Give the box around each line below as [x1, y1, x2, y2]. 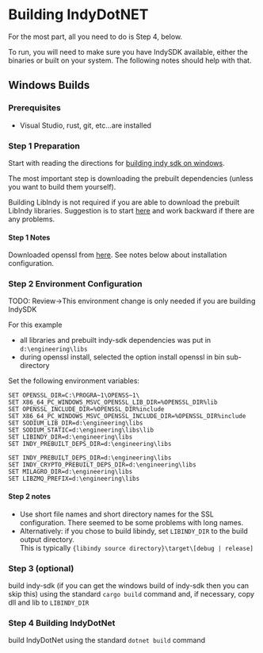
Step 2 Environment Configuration [8, 278, 143, 290]
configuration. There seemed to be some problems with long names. [19, 517, 244, 527]
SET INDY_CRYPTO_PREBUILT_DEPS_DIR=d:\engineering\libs [8, 461, 196, 469]
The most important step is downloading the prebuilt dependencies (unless [8, 173, 253, 183]
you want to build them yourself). [8, 182, 116, 191]
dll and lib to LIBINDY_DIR [8, 597, 90, 607]
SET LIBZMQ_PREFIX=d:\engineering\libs [8, 474, 140, 483]
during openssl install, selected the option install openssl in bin [19, 352, 225, 362]
